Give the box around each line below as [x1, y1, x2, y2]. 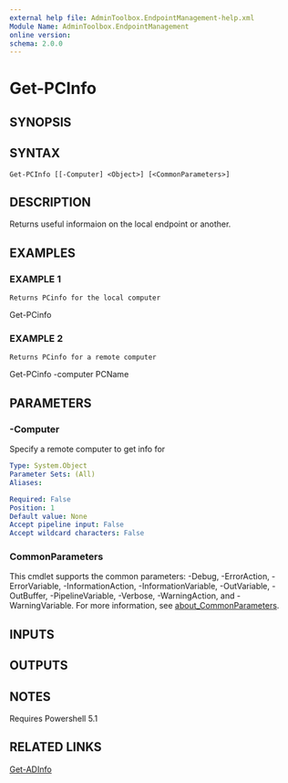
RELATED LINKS [9, 739, 102, 755]
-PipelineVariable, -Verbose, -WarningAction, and [49, 590, 235, 601]
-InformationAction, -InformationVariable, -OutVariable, [63, 581, 271, 592]
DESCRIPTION [9, 195, 91, 210]
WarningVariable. [9, 600, 75, 611]
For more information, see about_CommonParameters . [76, 600, 280, 611]
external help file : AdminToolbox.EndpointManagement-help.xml [9, 13, 255, 23]
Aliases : [9, 478, 43, 487]
